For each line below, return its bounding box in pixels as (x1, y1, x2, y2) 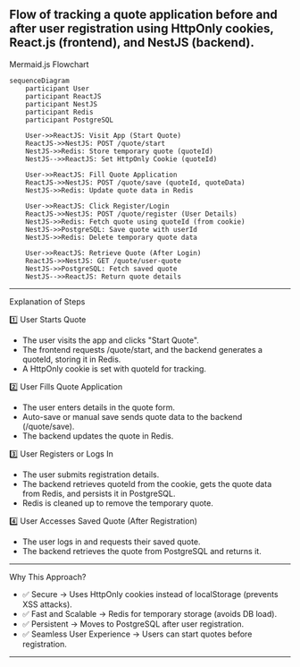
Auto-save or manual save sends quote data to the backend (21, 411, 243, 422)
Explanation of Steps (9, 295, 86, 307)
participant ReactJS (25, 91, 102, 101)
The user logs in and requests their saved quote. (21, 536, 201, 547)
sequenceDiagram (9, 76, 70, 85)
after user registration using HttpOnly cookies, (9, 21, 274, 37)
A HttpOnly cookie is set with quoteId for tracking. (21, 363, 207, 374)
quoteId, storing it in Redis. (21, 354, 121, 364)
